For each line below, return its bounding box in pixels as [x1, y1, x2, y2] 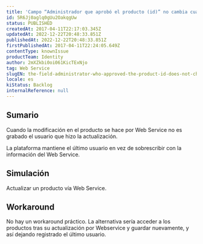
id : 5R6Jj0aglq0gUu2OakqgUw [6, 15, 77, 21]
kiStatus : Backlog [6, 82, 53, 88]
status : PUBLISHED [6, 20, 53, 26]
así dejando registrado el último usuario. [6, 231, 106, 238]
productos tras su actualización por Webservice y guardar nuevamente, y [6, 225, 189, 232]
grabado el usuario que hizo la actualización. [6, 133, 118, 140]
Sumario [6, 110, 39, 120]
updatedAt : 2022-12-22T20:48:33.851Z [6, 31, 101, 38]
